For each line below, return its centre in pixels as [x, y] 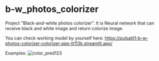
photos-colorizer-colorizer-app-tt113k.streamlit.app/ [59, 43]
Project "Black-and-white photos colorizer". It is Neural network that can [80, 23]
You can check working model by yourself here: [54, 38]
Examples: [16, 53]
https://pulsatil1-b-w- [126, 38]
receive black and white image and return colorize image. [64, 28]
